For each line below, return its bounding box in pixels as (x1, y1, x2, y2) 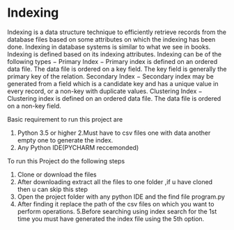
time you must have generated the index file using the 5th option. (17, 214, 205, 223)
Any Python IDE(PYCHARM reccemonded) (17, 143, 139, 151)
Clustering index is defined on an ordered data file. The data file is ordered (7, 94, 221, 102)
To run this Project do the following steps (7, 156, 125, 165)
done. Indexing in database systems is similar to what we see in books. (7, 42, 211, 51)
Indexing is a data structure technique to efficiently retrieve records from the (7, 28, 227, 36)
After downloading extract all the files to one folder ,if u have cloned (17, 177, 213, 186)
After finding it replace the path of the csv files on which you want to (17, 199, 214, 208)
